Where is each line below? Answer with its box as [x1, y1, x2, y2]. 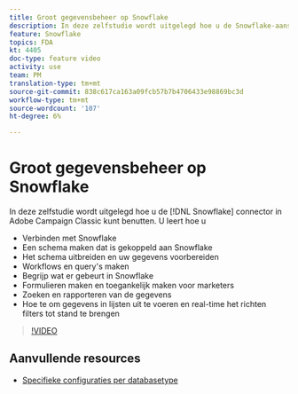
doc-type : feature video [9, 54, 101, 63]
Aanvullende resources [9, 351, 141, 366]
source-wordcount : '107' [9, 104, 101, 113]
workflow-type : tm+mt [9, 95, 90, 105]
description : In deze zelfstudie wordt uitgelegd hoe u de [9, 21, 232, 30]
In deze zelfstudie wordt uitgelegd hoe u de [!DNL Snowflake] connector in [9, 206, 282, 217]
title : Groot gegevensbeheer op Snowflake [9, 12, 169, 22]
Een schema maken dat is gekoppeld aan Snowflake [21, 242, 213, 253]
